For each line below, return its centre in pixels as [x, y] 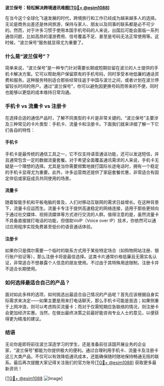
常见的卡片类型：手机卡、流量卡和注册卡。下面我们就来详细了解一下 [86, 124]
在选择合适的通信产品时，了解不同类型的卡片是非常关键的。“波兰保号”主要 [80, 118]
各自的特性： [22, 130]
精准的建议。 [31, 319]
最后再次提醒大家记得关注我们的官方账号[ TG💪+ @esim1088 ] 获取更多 [83, 362]
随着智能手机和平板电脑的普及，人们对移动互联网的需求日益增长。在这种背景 [82, 202]
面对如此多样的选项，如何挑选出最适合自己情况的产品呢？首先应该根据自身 [80, 294]
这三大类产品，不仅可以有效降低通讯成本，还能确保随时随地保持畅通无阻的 [80, 356]
